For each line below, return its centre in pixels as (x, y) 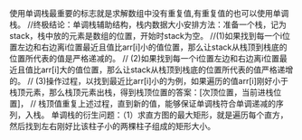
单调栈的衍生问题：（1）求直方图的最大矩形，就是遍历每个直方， (170, 115)
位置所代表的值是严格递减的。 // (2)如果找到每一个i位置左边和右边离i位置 (145, 58)
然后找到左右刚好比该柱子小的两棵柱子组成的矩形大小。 (112, 126)
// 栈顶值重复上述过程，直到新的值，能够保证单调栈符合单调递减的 (153, 103)
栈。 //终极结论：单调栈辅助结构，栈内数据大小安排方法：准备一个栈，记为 (148, 24)
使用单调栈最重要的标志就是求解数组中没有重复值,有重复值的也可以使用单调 (149, 13)
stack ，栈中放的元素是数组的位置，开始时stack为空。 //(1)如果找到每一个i (146, 36)
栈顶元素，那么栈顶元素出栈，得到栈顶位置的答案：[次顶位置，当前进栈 (142, 92)
